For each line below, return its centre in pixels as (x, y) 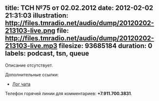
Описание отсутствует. (29, 65)
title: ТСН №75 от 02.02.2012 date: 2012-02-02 (79, 8)
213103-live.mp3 (31, 46)
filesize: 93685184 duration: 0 (106, 46)
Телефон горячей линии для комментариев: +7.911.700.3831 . (69, 93)
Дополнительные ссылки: (32, 74)
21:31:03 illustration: (37, 16)
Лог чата (21, 84)
